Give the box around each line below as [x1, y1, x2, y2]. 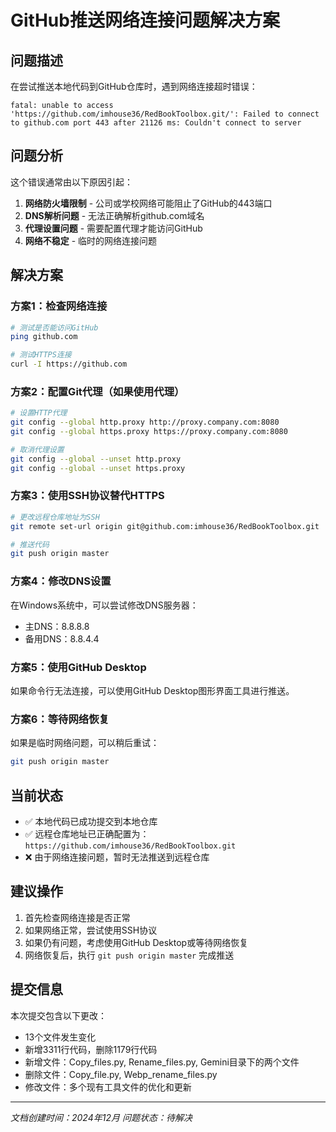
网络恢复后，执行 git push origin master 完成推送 [24, 949, 235, 961]
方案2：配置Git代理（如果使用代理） [10, 384, 185, 398]
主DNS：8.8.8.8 [24, 620, 90, 632]
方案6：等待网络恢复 [10, 712, 110, 726]
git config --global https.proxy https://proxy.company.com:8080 [10, 427, 288, 437]
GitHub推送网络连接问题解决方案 [10, 9, 280, 32]
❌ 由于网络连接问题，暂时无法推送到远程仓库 [24, 851, 210, 863]
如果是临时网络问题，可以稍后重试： [10, 737, 160, 749]
